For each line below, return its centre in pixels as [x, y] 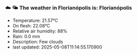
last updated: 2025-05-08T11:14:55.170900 [57, 47]
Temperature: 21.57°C [35, 20]
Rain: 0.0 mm [26, 36]
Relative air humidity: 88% [40, 31]
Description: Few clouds [38, 42]
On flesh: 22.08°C [31, 26]
